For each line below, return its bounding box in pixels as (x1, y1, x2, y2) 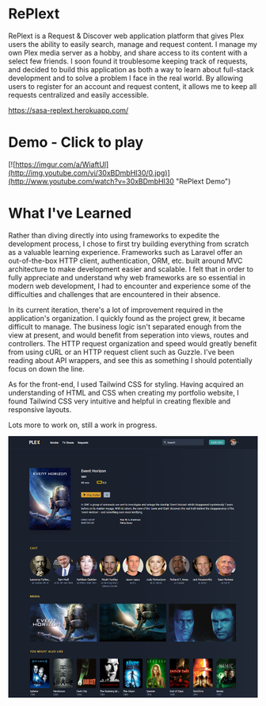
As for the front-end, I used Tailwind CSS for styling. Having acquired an (8, 379, 244, 389)
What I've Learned (8, 204, 132, 222)
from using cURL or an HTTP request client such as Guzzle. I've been (8, 347, 235, 357)
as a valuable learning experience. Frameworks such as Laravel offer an (8, 247, 243, 257)
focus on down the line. (8, 364, 85, 373)
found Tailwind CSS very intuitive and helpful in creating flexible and (8, 396, 231, 406)
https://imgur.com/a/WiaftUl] (15, 160, 109, 169)
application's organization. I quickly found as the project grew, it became (8, 313, 245, 322)
